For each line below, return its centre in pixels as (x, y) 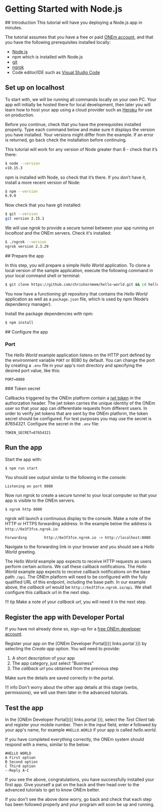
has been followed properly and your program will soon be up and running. (80, 805)
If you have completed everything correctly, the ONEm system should (74, 739)
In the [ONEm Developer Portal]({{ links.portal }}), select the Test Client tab (80, 720)
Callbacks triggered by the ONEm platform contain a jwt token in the (73, 398)
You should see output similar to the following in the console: (66, 478)
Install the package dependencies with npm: (49, 314)
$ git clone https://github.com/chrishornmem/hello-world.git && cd (76, 284)
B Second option (21, 762)
